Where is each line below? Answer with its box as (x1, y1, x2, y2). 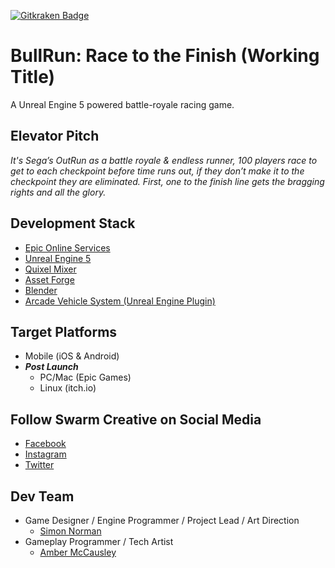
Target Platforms (10, 323, 118, 340)
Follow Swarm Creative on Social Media (10, 411, 262, 428)
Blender (24, 284, 58, 296)
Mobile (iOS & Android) (24, 350, 120, 362)
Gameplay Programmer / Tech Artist (24, 536, 174, 547)
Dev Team (10, 488, 75, 505)
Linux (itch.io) (39, 382, 97, 394)
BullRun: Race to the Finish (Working (10, 45, 320, 67)
